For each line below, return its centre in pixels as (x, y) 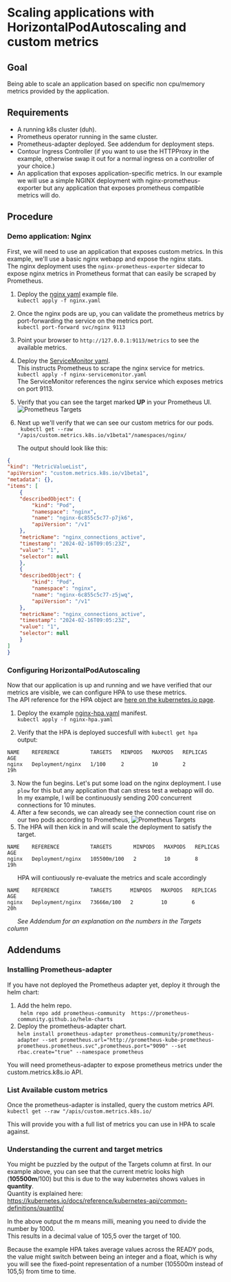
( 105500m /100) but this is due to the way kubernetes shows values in (106, 1179)
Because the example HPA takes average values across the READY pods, (111, 1250)
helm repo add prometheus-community (73, 1013)
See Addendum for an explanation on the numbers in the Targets (109, 921)
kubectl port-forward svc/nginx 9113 (71, 327)
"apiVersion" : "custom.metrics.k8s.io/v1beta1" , (78, 473)
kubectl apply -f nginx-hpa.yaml (65, 719)
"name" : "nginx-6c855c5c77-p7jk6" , (83, 518)
